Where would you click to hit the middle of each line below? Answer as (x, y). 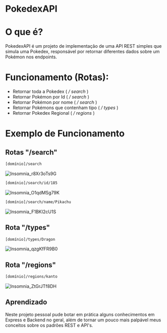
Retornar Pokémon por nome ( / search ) (55, 103)
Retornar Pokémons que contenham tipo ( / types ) (66, 108)
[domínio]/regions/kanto (31, 277)
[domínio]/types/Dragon (30, 239)
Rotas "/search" (31, 152)
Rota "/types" (28, 228)
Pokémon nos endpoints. (31, 57)
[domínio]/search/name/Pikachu (38, 202)
